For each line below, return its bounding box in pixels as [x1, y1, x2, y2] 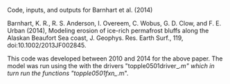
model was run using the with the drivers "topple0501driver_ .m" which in [7, 62, 215, 70]
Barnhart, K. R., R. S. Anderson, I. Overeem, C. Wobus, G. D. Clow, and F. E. [7, 19, 222, 27]
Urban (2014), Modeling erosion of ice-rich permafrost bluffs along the [7, 27, 209, 34]
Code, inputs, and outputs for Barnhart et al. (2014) [7, 6, 153, 14]
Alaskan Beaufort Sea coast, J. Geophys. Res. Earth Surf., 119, [7, 34, 184, 42]
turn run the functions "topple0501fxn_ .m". [7, 69, 129, 77]
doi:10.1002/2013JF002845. [7, 41, 87, 49]
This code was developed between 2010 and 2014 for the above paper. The [7, 54, 223, 63]
